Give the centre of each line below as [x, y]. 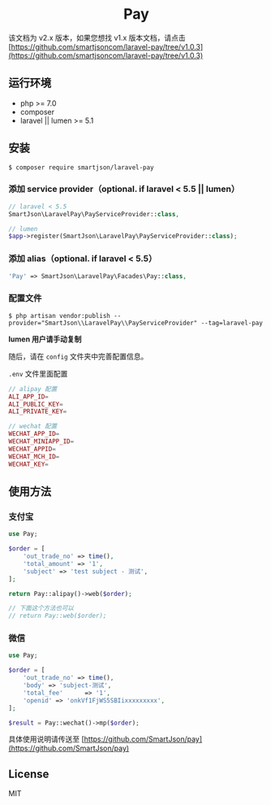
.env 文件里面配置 [38, 373]
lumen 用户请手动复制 [45, 339]
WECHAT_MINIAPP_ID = [41, 442]
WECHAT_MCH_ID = [34, 456]
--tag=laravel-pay [232, 323]
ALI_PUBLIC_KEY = [36, 404]
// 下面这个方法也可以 [41, 608]
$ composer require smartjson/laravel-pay [81, 168]
